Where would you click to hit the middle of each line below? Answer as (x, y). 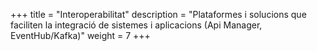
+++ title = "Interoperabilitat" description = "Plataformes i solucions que (158, 14)
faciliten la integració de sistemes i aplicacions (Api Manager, (136, 25)
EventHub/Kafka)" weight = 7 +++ (80, 35)
